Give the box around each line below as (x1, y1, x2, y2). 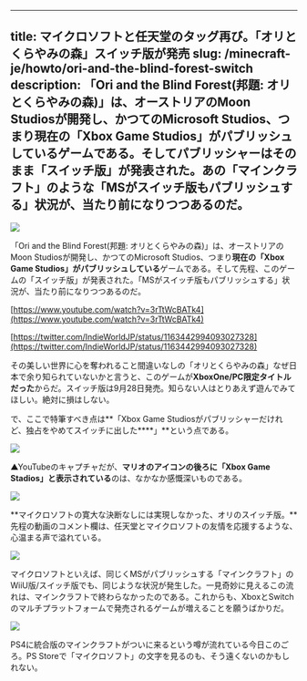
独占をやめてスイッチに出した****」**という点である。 (26, 425, 234, 436)
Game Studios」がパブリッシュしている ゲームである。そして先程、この (10, 263, 280, 273)
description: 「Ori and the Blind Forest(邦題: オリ (10, 77, 292, 93)
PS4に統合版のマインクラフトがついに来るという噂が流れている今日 (10, 639, 265, 650)
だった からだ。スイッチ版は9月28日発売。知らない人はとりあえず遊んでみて (10, 382, 296, 393)
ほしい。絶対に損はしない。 (10, 394, 115, 405)
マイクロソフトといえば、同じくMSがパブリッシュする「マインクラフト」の (10, 568, 294, 579)
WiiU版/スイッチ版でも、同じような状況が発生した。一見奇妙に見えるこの (10, 580, 286, 591)
